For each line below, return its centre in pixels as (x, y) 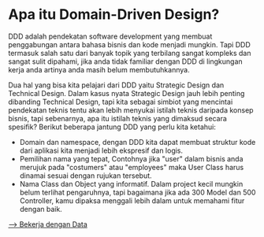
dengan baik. (41, 209)
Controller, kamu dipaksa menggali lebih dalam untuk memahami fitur (132, 200)
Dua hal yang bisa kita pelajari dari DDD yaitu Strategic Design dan (116, 85)
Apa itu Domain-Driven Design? (114, 15)
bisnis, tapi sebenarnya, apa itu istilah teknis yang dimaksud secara (117, 118)
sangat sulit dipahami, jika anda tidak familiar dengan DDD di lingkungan (125, 61)
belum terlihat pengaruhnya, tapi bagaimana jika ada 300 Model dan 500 (138, 192)
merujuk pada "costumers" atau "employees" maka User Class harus (132, 167)
